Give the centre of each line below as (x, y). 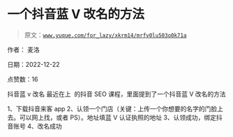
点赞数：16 (23, 79)
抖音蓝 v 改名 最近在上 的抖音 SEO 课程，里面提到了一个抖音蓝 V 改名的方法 (117, 94)
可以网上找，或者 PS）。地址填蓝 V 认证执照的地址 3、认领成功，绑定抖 (121, 117)
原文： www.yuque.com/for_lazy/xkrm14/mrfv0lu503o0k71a (105, 35)
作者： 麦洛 (23, 49)
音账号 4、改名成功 (35, 126)
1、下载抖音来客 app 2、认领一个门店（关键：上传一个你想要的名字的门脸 (112, 108)
